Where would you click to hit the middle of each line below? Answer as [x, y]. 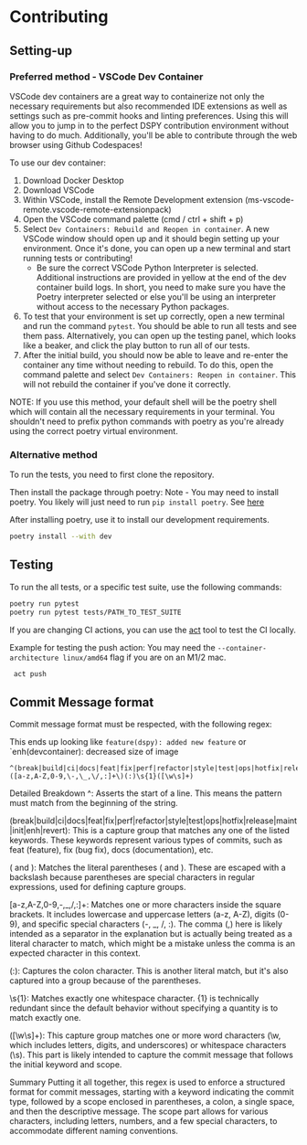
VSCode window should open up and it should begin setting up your [151, 239]
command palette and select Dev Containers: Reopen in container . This [159, 374]
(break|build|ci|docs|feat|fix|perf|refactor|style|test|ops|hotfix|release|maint [153, 821]
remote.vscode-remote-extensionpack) [97, 209]
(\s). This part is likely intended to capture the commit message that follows [152, 1055]
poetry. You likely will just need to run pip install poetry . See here [137, 502]
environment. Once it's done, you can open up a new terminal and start [156, 248]
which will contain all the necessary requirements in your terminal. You [143, 411]
